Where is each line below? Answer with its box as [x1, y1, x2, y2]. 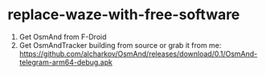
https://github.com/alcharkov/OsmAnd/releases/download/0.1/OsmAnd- [18, 49, 258, 58]
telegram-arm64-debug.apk [18, 57, 113, 67]
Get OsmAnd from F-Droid [18, 32, 107, 41]
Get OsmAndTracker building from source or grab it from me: [18, 40, 222, 49]
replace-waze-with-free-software [7, 6, 240, 24]
